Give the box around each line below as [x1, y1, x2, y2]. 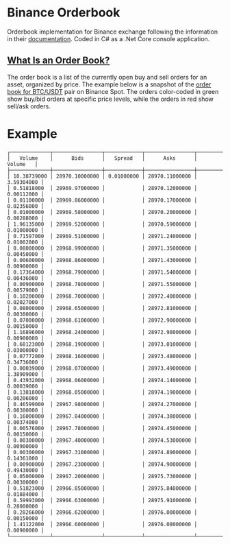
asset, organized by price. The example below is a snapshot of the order [7, 80, 212, 88]
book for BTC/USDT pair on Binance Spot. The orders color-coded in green [7, 87, 219, 95]
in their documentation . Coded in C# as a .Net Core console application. [7, 34, 210, 43]
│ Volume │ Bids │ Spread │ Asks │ [7, 154, 197, 162]
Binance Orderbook [7, 5, 120, 21]
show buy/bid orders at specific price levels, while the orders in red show [7, 95, 214, 103]
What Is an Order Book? [7, 55, 110, 67]
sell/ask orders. [7, 102, 51, 110]
